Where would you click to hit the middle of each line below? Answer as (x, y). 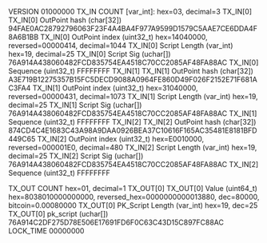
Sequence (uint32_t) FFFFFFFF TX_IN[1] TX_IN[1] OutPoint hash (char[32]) (131, 71)
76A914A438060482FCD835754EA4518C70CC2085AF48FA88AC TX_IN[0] (133, 62)
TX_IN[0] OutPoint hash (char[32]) (65, 20)
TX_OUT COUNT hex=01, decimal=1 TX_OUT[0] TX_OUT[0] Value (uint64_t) (133, 188)
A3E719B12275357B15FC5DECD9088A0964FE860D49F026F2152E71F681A (133, 80)
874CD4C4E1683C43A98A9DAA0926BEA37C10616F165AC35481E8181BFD (133, 130)
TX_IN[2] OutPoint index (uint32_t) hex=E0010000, (121, 139)
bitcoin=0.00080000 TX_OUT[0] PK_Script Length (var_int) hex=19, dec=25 (133, 205)
